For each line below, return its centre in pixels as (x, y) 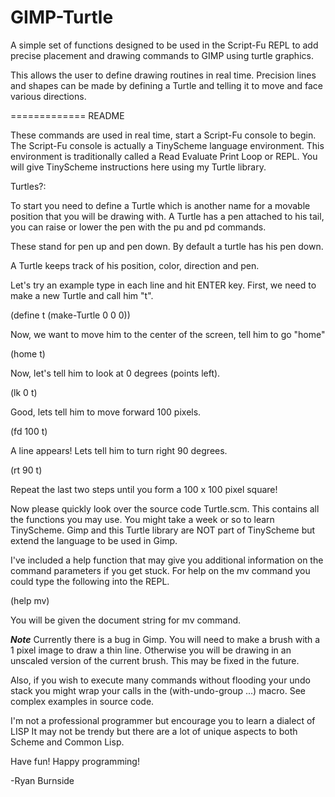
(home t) (28, 353)
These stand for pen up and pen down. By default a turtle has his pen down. (167, 246)
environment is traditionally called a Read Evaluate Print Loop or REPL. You (164, 156)
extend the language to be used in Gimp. (94, 540)
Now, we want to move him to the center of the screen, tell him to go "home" (168, 334)
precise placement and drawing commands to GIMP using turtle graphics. (162, 55)
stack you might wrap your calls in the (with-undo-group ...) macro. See (158, 690)
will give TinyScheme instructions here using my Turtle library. (138, 167)
